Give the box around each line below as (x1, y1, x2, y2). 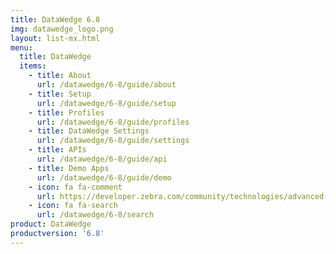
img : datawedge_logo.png (10, 24, 114, 34)
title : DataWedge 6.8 (10, 14, 101, 25)
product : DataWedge (10, 219, 92, 230)
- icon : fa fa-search (28, 201, 118, 211)
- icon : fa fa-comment (28, 182, 123, 192)
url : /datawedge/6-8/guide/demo (36, 172, 172, 183)
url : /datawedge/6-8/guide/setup (36, 98, 177, 108)
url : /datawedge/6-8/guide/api (36, 154, 168, 164)
